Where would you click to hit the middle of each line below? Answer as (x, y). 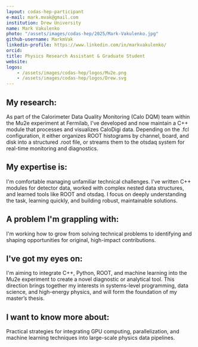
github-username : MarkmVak (40, 39)
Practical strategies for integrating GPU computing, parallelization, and (93, 331)
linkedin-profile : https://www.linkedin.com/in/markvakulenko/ (86, 45)
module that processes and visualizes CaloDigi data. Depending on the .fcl (98, 129)
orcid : (14, 51)
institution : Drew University (44, 23)
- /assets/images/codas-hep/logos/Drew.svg (72, 78)
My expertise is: (37, 167)
